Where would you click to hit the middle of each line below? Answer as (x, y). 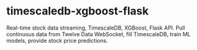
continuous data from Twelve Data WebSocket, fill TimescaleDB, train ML (98, 34)
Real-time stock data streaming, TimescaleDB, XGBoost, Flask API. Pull (96, 28)
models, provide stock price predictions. (57, 40)
